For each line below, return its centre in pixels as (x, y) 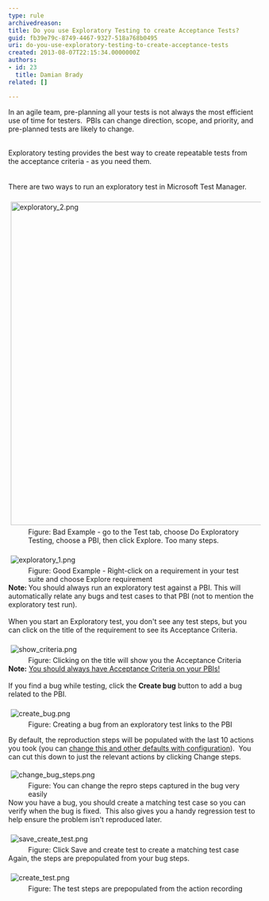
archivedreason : (35, 23)
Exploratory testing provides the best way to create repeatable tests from (128, 153)
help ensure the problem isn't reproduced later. (85, 819)
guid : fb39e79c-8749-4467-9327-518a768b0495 (83, 38)
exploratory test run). (43, 604)
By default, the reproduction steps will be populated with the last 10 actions (131, 739)
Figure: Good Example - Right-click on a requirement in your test (134, 571)
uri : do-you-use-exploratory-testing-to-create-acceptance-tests (118, 45)
